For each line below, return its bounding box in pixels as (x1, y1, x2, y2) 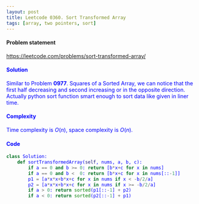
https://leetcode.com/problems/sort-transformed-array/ (6, 52, 146, 59)
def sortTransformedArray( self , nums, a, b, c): (17, 159, 143, 165)
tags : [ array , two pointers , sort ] (6, 20, 96, 26)
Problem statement (6, 39, 56, 46)
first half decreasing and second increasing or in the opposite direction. (6, 86, 185, 93)
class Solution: (6, 154, 47, 160)
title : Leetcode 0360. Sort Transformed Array (6, 15, 126, 21)
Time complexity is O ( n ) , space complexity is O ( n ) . (6, 126, 133, 133)
